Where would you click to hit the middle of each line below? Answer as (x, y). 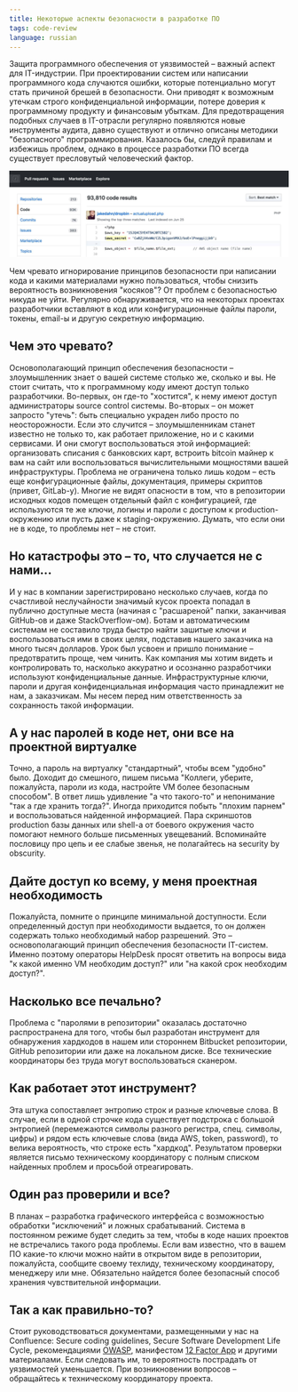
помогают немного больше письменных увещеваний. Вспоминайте (138, 834)
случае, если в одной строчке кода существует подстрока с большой (142, 1119)
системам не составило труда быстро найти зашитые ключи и (128, 629)
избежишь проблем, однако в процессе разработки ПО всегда (129, 149)
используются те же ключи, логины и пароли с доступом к (121, 509)
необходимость (56, 895)
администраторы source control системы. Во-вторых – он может (132, 406)
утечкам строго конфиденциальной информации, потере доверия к (137, 101)
